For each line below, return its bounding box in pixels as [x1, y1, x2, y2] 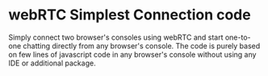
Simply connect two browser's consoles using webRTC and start [8, 32, 224, 42]
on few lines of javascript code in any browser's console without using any [8, 49, 257, 59]
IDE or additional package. [8, 58, 96, 68]
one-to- [224, 32, 251, 42]
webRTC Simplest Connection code [8, 6, 252, 24]
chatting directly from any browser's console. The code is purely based [23, 40, 261, 50]
